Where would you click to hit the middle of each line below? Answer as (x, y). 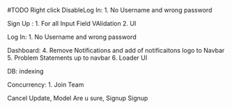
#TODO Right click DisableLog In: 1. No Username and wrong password (110, 10)
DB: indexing (25, 71)
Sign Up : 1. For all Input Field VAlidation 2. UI (72, 23)
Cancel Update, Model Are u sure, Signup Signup (78, 98)
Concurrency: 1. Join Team (46, 85)
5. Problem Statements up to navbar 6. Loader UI (77, 58)
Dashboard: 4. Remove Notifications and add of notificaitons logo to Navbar (116, 50)
